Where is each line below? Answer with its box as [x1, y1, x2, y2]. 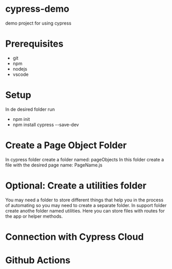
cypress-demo [5, 3, 70, 15]
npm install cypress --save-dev [12, 121, 79, 128]
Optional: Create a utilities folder [5, 180, 147, 191]
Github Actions [5, 255, 71, 266]
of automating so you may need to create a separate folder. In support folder [5, 202, 167, 208]
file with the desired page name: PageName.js [5, 162, 102, 168]
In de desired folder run [5, 106, 55, 112]
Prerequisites [5, 38, 64, 50]
